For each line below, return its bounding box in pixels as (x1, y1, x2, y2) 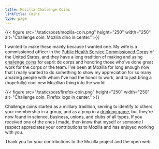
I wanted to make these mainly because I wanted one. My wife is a (5, 44, 137, 50)
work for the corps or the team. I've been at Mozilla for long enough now (5, 64, 150, 70)
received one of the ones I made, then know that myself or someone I (5, 119, 144, 125)
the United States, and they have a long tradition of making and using (5, 54, 143, 60)
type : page (5, 16, 27, 21)
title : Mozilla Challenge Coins (5, 7, 70, 12)
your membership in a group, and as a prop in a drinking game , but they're (5, 109, 153, 115)
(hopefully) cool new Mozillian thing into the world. (5, 80, 106, 86)
